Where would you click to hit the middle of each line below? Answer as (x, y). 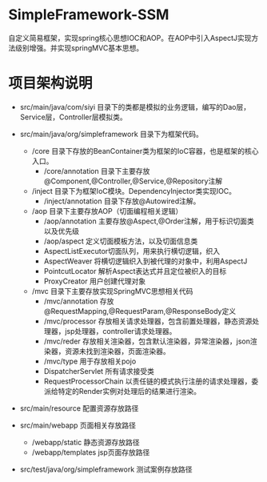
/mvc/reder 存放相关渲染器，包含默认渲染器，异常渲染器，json (147, 341)
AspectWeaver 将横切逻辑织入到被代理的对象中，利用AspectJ (145, 261)
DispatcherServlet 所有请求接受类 (99, 371)
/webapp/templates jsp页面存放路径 (91, 452)
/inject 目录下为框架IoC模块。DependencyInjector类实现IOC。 (134, 191)
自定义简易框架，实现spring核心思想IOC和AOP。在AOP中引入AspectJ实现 (130, 38)
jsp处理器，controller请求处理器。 (121, 331)
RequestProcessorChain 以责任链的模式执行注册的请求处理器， (147, 381)
